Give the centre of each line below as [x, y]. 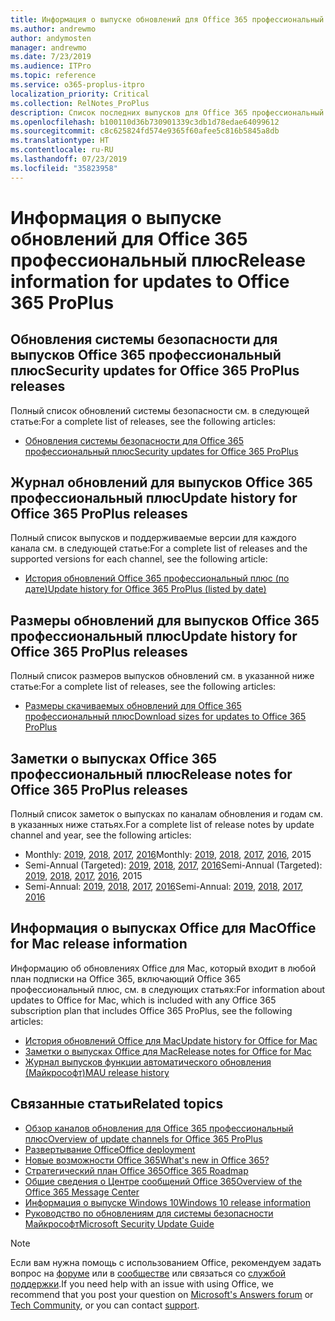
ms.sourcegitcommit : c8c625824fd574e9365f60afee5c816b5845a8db [145, 131]
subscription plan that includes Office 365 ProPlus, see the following [151, 1010]
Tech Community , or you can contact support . [105, 1305]
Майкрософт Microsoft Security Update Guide [119, 1223]
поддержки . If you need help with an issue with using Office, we [142, 1283]
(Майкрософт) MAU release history [97, 1072]
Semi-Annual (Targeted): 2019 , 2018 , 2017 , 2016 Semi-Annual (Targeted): [173, 865]
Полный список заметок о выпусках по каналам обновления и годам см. [167, 814]
